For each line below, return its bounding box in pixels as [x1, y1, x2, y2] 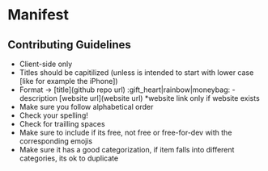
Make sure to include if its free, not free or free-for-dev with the [19, 127, 232, 137]
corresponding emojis [19, 136, 93, 146]
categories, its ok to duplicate [19, 153, 119, 163]
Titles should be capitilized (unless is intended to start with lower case [19, 68, 254, 77]
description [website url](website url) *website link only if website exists [19, 94, 260, 102]
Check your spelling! [19, 111, 88, 120]
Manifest [7, 6, 70, 24]
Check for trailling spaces [19, 119, 106, 128]
